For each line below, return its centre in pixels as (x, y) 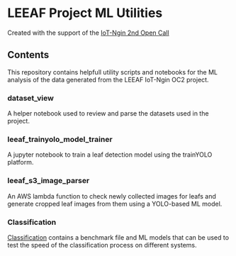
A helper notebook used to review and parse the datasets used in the (108, 113)
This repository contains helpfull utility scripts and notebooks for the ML (113, 72)
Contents (28, 55)
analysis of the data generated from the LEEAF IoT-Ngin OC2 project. (108, 79)
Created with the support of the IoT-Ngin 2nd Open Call (88, 33)
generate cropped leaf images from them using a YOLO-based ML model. (115, 204)
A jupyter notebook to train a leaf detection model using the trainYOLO (110, 155)
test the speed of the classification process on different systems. (102, 245)
